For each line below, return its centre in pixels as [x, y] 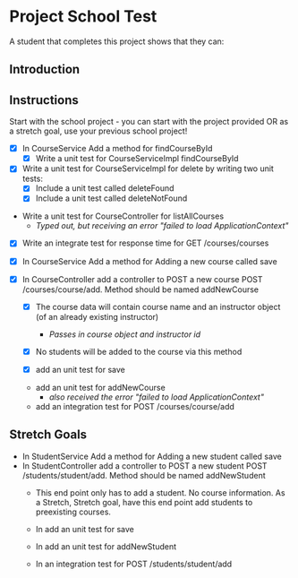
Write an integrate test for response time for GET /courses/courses [145, 243]
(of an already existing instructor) [97, 316]
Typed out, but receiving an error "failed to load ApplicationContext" [162, 226]
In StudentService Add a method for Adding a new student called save [152, 456]
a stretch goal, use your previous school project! [98, 131]
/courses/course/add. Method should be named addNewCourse [140, 289]
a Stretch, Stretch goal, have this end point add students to [144, 502]
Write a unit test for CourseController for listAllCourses [123, 216]
